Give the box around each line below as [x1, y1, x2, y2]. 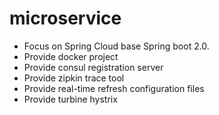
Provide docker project [23, 50, 119, 62]
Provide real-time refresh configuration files [23, 82, 205, 94]
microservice [9, 7, 122, 30]
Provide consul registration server [23, 61, 164, 73]
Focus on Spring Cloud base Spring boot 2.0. [23, 40, 210, 52]
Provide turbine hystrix [23, 93, 118, 105]
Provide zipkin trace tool [23, 72, 125, 84]
